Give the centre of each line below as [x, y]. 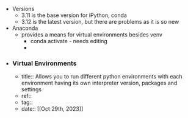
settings [31, 89]
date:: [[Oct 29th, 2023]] [52, 109]
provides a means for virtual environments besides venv [92, 35]
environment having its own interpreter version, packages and [99, 83]
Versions [23, 9]
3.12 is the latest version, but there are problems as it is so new [100, 22]
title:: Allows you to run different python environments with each [102, 77]
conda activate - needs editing [69, 41]
